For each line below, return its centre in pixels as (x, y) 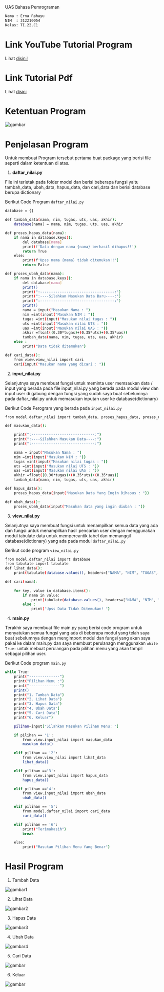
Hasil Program (34, 867)
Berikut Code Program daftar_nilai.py (44, 202)
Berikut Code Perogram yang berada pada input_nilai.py (63, 408)
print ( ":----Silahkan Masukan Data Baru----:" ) (72, 296)
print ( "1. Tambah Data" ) (39, 695)
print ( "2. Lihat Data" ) (38, 699)
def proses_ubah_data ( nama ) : (35, 274)
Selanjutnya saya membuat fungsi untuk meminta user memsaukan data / (79, 383)
